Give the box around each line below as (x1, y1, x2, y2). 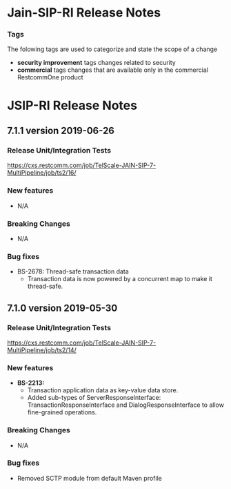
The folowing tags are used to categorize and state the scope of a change (7, 45, 218, 53)
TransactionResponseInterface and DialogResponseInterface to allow (27, 401, 224, 409)
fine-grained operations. (27, 408, 97, 416)
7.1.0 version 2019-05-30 (7, 302, 118, 314)
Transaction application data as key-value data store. (27, 386, 179, 394)
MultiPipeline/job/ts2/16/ (7, 169, 77, 177)
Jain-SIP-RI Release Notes (7, 5, 161, 21)
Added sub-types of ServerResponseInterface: (27, 394, 161, 402)
